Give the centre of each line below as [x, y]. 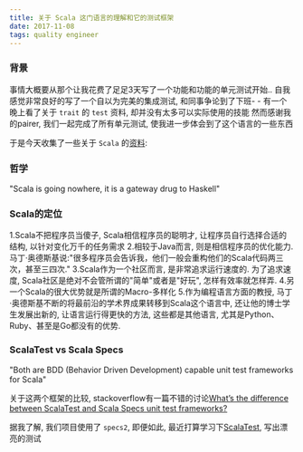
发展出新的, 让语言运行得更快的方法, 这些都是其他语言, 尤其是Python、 [148, 314]
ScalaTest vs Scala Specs [66, 350]
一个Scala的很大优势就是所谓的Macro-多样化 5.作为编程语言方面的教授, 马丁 [151, 292]
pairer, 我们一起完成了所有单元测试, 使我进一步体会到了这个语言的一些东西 [155, 123]
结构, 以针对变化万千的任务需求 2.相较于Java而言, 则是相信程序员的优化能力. [151, 246]
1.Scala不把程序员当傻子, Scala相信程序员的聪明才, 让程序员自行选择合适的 [148, 236]
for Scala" [28, 379]
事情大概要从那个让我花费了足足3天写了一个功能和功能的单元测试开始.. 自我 [150, 89]
